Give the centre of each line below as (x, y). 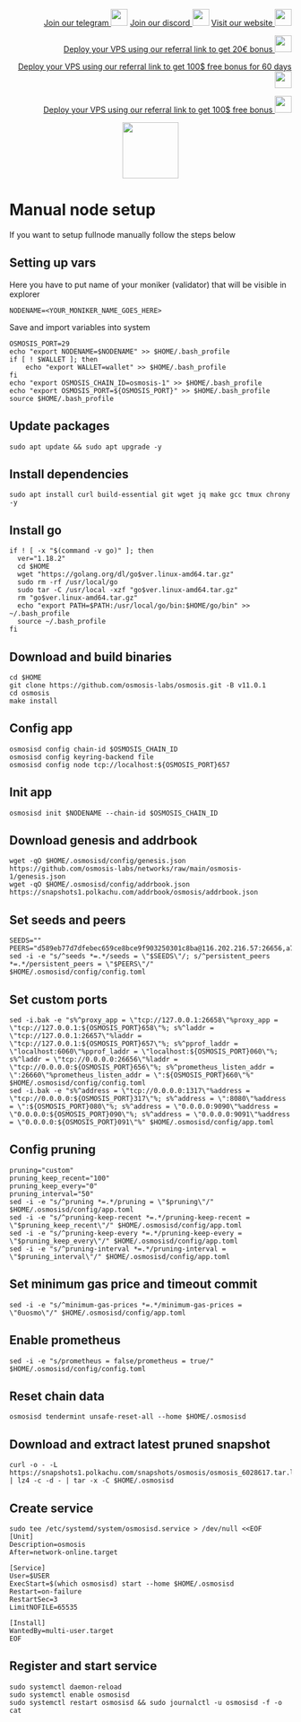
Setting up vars (53, 263)
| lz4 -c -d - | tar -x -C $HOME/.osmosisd (92, 1481)
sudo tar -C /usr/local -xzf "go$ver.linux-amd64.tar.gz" (128, 590)
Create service (52, 1508)
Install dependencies (69, 474)
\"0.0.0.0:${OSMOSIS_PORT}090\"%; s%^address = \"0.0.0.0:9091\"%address (150, 1114)
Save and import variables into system (80, 327)
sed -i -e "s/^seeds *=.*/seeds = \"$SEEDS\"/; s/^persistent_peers (140, 957)
